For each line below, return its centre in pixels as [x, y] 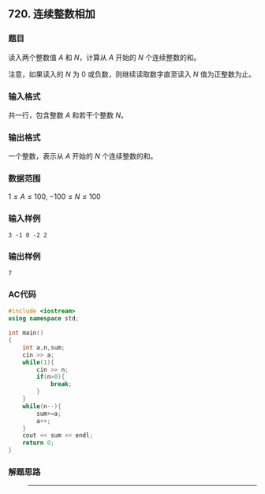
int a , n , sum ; [44, 347]
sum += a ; [49, 414]
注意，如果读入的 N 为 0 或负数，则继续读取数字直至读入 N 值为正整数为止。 [132, 74]
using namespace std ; [44, 319]
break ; [61, 384]
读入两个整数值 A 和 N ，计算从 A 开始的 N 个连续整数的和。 [105, 57]
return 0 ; [39, 443]
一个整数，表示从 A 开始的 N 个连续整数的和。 [83, 156]
